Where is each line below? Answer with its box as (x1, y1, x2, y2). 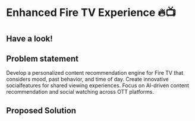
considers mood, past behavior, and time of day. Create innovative (6, 76, 169, 83)
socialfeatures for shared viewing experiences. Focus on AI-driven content (6, 82, 189, 89)
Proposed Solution (6, 106, 76, 116)
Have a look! (6, 33, 54, 43)
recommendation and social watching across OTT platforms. (6, 88, 155, 95)
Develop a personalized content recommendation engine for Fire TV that (6, 69, 184, 77)
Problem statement (6, 53, 79, 63)
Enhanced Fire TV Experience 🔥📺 (6, 6, 177, 20)
